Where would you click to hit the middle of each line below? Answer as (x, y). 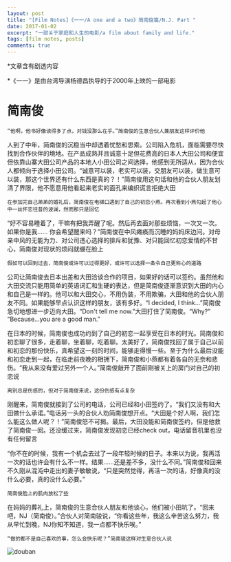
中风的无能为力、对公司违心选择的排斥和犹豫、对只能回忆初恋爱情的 (109, 240)
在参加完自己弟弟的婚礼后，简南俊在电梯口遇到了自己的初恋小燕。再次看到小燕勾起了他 (112, 202)
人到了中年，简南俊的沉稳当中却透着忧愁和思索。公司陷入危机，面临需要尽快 (115, 145)
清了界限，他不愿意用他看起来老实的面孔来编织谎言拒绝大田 (91, 187)
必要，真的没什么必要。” (52, 479)
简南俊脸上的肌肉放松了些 (38, 493)
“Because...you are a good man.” (54, 319)
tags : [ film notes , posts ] (46, 39)
